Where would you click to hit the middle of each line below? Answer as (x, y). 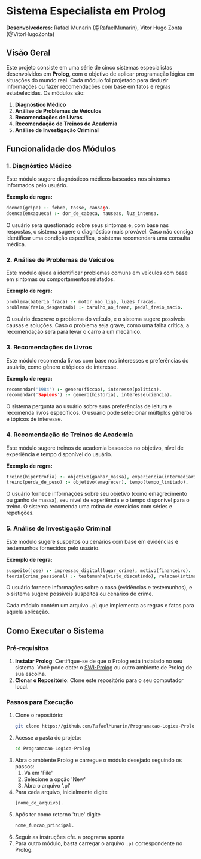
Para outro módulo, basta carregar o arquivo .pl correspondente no (99, 843)
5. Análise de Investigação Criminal (59, 528)
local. (22, 687)
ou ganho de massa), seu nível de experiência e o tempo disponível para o (98, 500)
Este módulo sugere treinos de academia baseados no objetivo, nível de (95, 448)
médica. (16, 244)
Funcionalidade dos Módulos (61, 149)
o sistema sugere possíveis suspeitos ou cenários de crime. (80, 594)
